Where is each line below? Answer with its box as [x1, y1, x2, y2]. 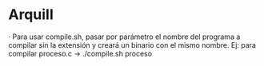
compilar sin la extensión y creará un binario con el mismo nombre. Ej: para [8, 40, 256, 49]
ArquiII [8, 6, 54, 24]
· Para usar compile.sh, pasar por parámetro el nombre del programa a [8, 32, 241, 41]
